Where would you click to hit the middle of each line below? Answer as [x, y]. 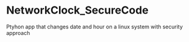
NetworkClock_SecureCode [77, 10]
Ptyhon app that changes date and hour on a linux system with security [94, 27]
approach [18, 33]
